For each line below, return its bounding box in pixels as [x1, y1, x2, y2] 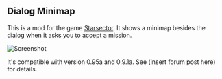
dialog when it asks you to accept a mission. [7, 31, 132, 39]
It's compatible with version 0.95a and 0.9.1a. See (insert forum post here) [7, 58, 216, 66]
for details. [7, 65, 38, 73]
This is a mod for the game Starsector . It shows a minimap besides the [7, 23, 206, 32]
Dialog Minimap [7, 5, 75, 17]
